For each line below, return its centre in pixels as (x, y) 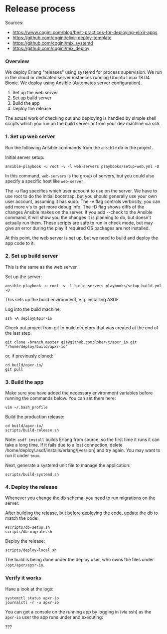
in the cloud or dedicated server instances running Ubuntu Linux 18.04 (78, 78)
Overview (17, 61)
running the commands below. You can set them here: (61, 398)
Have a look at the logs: (29, 589)
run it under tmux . (23, 456)
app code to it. (20, 243)
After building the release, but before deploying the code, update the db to (82, 513)
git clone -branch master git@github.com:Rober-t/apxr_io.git (71, 342)
